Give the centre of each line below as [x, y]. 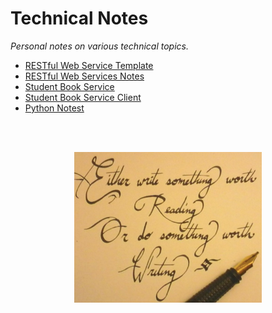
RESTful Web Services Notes [84, 76]
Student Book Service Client [83, 97]
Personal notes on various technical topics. [99, 46]
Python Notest [54, 108]
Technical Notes [79, 18]
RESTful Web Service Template [89, 65]
